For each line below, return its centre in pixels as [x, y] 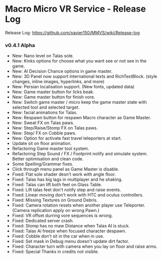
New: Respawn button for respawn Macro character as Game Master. [81, 118]
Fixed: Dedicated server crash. [43, 221]
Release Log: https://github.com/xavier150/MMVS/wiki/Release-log [72, 32]
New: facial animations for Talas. [45, 113]
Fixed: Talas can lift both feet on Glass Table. [57, 185]
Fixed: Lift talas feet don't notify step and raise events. [67, 190]
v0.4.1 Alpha [20, 45]
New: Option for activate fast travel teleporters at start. [67, 138]
